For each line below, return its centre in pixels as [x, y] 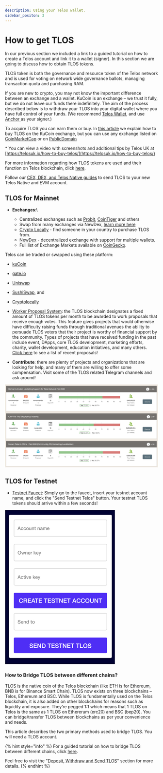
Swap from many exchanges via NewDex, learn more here [77, 225]
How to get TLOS [40, 40]
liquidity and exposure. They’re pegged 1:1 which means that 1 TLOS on [76, 706]
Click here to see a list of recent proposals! [55, 353]
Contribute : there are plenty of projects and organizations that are [78, 362]
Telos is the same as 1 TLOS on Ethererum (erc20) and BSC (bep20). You [78, 712]
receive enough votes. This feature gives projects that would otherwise [83, 322]
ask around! [24, 378]
